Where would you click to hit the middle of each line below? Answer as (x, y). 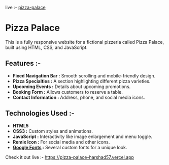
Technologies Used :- (40, 113)
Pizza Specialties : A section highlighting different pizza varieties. (81, 81)
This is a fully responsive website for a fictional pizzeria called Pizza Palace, (85, 42)
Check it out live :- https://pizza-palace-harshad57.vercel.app (70, 157)
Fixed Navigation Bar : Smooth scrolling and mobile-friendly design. (84, 75)
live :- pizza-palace (25, 7)
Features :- (23, 63)
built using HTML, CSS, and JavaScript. (46, 47)
